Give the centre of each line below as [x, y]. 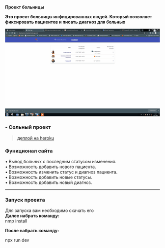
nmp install [16, 221]
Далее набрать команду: [32, 216]
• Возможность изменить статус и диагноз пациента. [61, 172]
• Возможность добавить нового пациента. [51, 167]
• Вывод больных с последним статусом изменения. [61, 162]
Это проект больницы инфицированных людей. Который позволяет [79, 17]
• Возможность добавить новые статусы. [49, 177]
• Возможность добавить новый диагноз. [49, 182]
